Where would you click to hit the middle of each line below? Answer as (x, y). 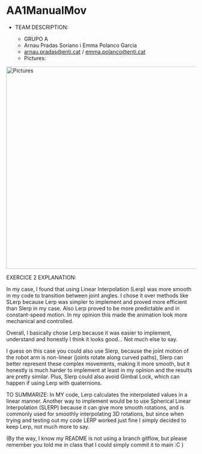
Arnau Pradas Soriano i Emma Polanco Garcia (80, 45)
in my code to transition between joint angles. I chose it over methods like (97, 295)
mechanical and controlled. (40, 321)
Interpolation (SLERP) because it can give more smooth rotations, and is (95, 407)
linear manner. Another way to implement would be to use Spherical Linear (99, 401)
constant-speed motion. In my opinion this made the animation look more (97, 315)
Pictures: (35, 58)
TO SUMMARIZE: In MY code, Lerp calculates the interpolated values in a (97, 394)
